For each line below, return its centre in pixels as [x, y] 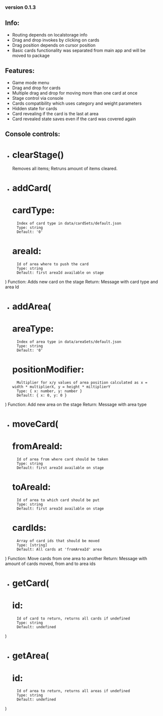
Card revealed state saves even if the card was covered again [74, 119]
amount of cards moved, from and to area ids [50, 564]
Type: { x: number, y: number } [49, 391]
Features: [20, 71]
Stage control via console [38, 98]
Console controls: [33, 134]
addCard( [32, 188]
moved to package [31, 56]
